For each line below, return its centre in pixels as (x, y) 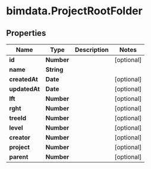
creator (20, 137)
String (54, 70)
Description (92, 50)
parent (19, 157)
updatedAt (25, 89)
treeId (18, 118)
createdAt (24, 79)
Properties (26, 33)
